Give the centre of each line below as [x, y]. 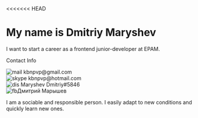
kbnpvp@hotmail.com [55, 78]
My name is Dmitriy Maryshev [81, 33]
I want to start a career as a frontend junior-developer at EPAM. [83, 49]
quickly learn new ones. [35, 109]
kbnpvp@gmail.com [48, 72]
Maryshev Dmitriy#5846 [50, 84]
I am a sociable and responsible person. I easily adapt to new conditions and [99, 102]
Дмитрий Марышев [42, 91]
